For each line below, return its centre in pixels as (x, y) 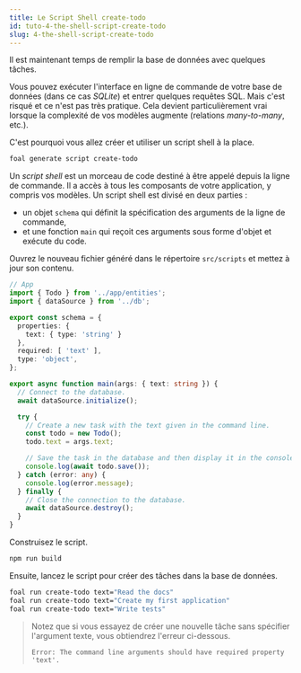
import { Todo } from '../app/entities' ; (88, 293)
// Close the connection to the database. (106, 500)
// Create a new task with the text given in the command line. (148, 425)
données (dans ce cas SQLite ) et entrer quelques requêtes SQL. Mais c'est (147, 96)
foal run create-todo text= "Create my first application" (120, 600)
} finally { (40, 491)
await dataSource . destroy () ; (80, 509)
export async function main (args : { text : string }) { (114, 384)
